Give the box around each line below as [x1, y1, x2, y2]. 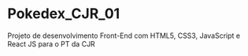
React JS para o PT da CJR [7, 39, 95, 48]
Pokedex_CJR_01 [7, 5, 120, 23]
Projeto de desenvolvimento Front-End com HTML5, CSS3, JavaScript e [7, 31, 241, 40]
